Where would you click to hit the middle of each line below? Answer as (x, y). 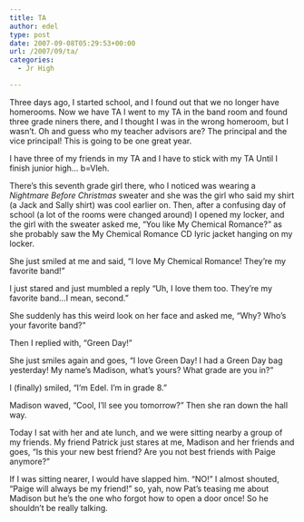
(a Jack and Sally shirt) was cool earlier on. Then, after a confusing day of (148, 204)
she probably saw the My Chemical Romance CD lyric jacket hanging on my (151, 233)
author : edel (34, 26)
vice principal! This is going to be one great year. (101, 141)
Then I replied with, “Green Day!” (71, 342)
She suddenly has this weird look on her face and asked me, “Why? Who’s (148, 315)
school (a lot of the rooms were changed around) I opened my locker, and (147, 214)
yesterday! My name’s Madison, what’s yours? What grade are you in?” (142, 369)
